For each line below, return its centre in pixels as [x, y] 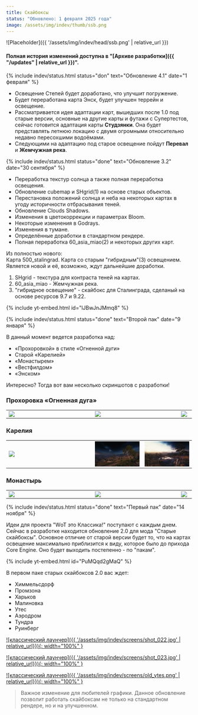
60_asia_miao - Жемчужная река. [56, 283]
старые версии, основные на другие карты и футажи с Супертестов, [101, 118]
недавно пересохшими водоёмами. [60, 137]
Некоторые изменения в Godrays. [57, 223]
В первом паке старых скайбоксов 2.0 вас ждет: [67, 573]
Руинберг [27, 628]
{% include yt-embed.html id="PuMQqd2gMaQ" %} [69, 561]
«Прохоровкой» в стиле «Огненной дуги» [67, 348]
